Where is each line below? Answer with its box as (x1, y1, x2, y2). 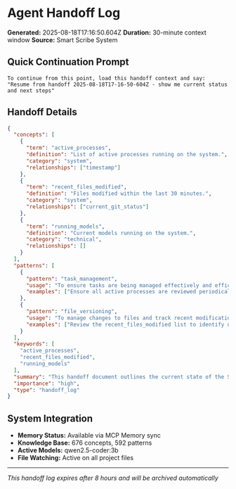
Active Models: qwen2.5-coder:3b (17, 446, 119, 455)
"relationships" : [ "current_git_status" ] (25, 203, 150, 210)
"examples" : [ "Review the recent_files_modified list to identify (25, 321, 225, 328)
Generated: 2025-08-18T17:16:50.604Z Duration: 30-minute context (7, 28, 207, 37)
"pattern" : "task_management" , (25, 275, 118, 282)
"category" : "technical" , (25, 236, 102, 243)
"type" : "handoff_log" (13, 386, 80, 393)
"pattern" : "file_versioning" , (25, 308, 118, 315)
